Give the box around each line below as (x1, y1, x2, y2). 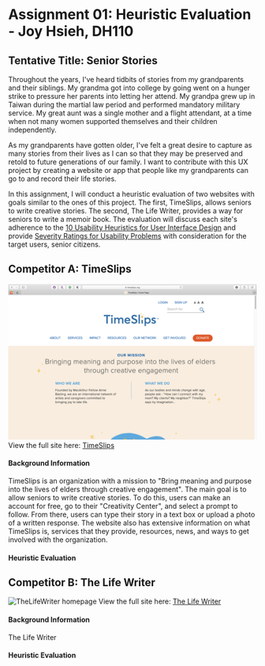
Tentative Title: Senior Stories (8, 54, 158, 67)
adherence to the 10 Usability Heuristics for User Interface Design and (8, 223, 237, 232)
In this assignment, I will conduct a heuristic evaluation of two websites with (8, 190, 255, 198)
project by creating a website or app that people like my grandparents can (8, 166, 248, 175)
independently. (8, 125, 57, 134)
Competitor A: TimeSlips (8, 262, 132, 276)
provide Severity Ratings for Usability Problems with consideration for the (8, 231, 247, 240)
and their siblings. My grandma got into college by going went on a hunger (8, 83, 251, 92)
